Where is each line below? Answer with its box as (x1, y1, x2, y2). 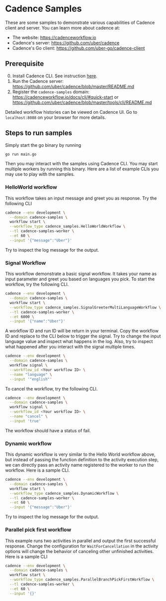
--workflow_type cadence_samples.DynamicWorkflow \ (9, 491, 119, 496)
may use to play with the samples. (5, 171, 75, 177)
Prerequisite (5, 59, 44, 68)
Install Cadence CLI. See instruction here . (12, 73, 98, 79)
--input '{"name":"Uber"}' (9, 319, 66, 324)
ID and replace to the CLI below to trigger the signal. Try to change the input (5, 333, 161, 339)
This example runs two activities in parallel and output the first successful (5, 538, 156, 544)
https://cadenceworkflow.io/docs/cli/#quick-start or (12, 94, 119, 100)
